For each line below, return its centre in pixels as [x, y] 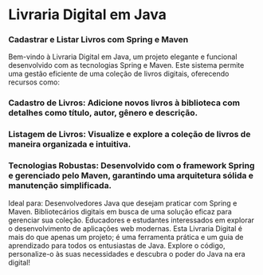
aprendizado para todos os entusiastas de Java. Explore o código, [117, 246]
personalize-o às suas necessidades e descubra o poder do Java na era [127, 253]
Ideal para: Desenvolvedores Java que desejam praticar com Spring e [123, 203]
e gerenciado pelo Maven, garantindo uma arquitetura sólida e [131, 175]
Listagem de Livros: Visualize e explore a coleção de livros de [130, 135]
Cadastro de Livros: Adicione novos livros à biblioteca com [124, 103]
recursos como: [34, 82]
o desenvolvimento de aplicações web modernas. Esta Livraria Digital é [126, 228]
